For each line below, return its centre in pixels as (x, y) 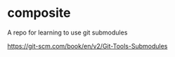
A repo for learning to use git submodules (67, 32)
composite (39, 13)
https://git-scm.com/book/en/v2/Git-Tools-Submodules (87, 46)
